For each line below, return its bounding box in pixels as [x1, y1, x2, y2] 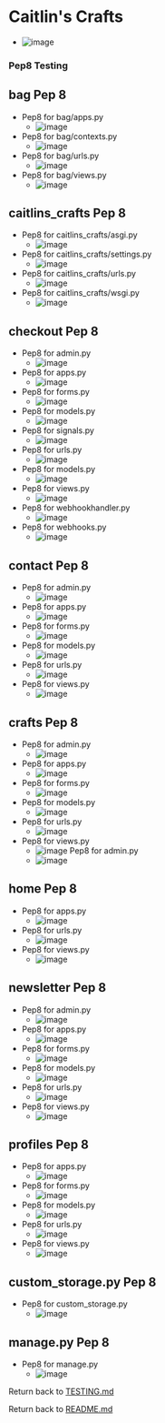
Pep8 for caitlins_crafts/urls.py [21, 268, 137, 279]
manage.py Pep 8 [8, 1335, 110, 1350]
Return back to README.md [8, 1403, 113, 1414]
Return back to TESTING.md [8, 1386, 114, 1397]
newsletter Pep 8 [8, 980, 106, 995]
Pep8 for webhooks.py [21, 521, 107, 533]
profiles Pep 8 [8, 1136, 90, 1152]
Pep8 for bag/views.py [21, 169, 107, 180]
